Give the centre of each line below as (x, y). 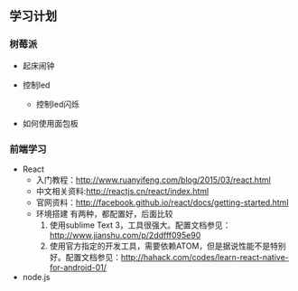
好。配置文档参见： (85, 257)
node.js (37, 277)
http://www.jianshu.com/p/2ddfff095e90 (125, 235)
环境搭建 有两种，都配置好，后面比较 (104, 213)
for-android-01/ (78, 267)
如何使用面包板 (50, 123)
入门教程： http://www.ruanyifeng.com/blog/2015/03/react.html (153, 180)
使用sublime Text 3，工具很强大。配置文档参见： (140, 225)
